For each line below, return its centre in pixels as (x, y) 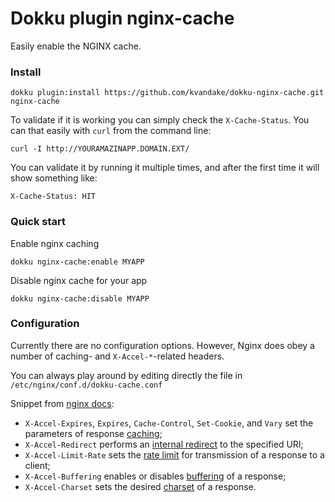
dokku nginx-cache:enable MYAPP (77, 262)
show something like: (54, 178)
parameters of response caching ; (93, 433)
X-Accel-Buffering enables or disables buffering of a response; (155, 476)
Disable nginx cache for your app (79, 280)
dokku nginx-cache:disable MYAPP (80, 298)
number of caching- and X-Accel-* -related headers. (117, 356)
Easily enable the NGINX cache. (76, 46)
